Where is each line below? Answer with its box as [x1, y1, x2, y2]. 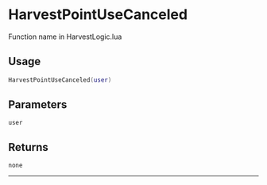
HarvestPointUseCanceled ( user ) [8, 75, 112, 84]
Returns [8, 141, 49, 154]
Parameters [8, 98, 68, 112]
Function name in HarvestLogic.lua [8, 32, 122, 41]
